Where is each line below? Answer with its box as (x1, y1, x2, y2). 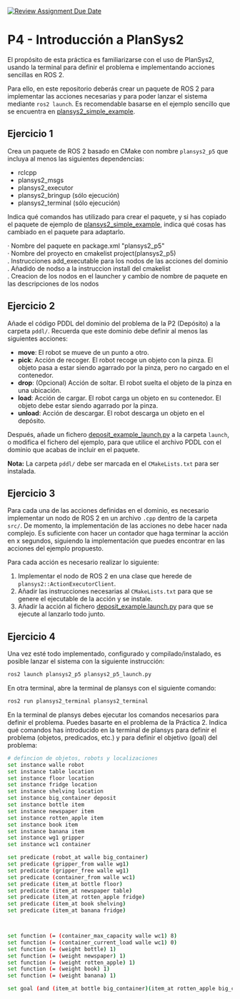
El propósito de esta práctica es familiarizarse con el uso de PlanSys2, (7, 55, 214, 64)
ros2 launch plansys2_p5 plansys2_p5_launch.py (7, 671, 152, 678)
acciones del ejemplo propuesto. (7, 544, 104, 553)
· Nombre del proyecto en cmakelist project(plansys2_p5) (7, 249, 176, 257)
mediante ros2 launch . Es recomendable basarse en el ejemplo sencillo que (7, 99, 231, 108)
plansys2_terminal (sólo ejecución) (17, 199, 121, 207)
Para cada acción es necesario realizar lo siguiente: (7, 558, 159, 567)
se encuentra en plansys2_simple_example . (7, 107, 136, 116)
